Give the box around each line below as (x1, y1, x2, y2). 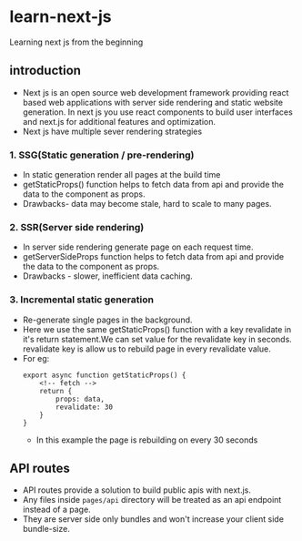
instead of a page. (22, 504, 91, 515)
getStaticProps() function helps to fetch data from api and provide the (22, 179, 285, 190)
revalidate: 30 (55, 403, 114, 412)
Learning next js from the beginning (9, 36, 144, 47)
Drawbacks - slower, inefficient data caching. (22, 270, 193, 281)
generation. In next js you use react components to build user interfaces (22, 107, 293, 117)
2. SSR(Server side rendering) (9, 220, 145, 233)
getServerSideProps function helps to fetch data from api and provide (22, 251, 285, 262)
